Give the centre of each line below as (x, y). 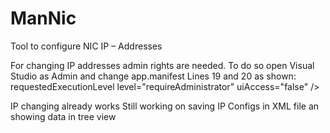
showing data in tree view (63, 116)
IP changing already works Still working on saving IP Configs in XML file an (165, 106)
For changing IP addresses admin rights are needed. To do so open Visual (162, 65)
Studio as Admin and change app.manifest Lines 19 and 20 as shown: (153, 76)
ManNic (43, 18)
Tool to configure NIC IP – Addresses (86, 46)
